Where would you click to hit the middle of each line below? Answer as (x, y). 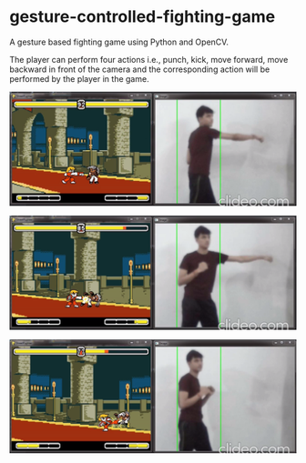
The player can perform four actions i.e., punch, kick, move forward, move (149, 59)
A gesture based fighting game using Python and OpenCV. (119, 42)
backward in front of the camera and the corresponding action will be (140, 69)
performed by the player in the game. (79, 78)
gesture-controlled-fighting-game (143, 17)
